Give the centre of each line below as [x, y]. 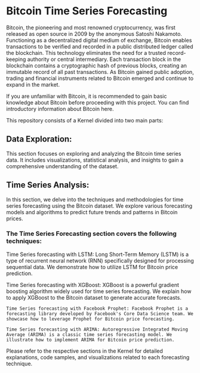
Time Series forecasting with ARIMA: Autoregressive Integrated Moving [97, 329]
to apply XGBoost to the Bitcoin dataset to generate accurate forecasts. [94, 297]
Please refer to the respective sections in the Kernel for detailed [84, 351]
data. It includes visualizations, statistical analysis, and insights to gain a [95, 160]
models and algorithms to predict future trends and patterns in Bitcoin [92, 212]
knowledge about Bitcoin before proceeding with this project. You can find [98, 102]
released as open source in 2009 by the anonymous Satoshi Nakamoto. [94, 33]
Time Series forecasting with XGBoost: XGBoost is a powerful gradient [93, 285]
